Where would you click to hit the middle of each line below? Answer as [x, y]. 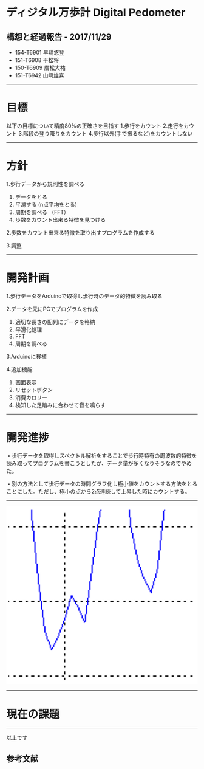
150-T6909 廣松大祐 [40, 68]
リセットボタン [34, 390]
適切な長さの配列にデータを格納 [55, 322]
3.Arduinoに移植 [26, 356]
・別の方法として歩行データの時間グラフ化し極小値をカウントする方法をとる [102, 483]
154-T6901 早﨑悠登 [40, 53]
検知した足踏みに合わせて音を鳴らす [60, 405]
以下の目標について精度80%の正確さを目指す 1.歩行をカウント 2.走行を [95, 126]
